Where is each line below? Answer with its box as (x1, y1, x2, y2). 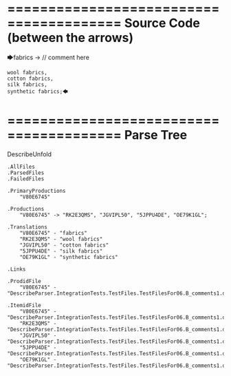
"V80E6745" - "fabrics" (19, 229, 88, 236)
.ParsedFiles (7, 169, 45, 176)
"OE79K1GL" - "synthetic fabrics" (19, 253, 118, 260)
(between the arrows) (7, 30, 134, 45)
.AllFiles (7, 163, 36, 170)
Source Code (124, 15, 201, 31)
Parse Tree (124, 127, 188, 143)
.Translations (7, 223, 48, 231)
